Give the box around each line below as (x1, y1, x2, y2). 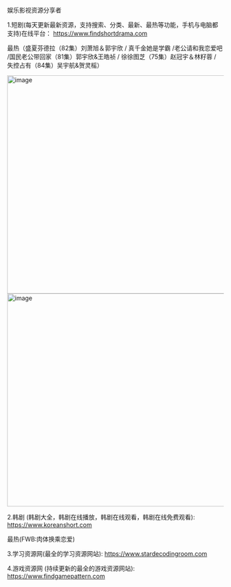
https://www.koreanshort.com (7, 521, 92, 529)
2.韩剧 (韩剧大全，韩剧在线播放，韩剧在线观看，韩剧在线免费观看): (7, 513, 195, 521)
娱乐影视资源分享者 (7, 6, 62, 14)
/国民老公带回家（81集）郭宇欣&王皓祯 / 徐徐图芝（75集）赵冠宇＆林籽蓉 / (7, 52, 217, 61)
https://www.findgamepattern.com (7, 572, 105, 580)
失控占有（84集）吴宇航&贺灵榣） (7, 61, 103, 69)
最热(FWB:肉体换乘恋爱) (7, 535, 76, 543)
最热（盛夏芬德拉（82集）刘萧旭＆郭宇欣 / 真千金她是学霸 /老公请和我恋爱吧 (7, 44, 223, 52)
